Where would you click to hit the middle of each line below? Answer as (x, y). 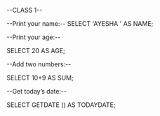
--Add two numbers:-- (39, 64)
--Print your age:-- (34, 37)
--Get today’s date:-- (37, 91)
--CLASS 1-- (25, 10)
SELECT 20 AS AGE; (36, 51)
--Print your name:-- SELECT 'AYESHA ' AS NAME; (80, 23)
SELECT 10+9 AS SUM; (40, 78)
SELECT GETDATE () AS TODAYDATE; (61, 105)
